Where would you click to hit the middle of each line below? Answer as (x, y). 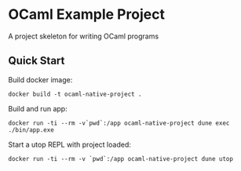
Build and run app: (38, 108)
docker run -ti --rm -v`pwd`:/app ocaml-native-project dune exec (119, 123)
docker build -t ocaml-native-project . (75, 94)
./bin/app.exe (31, 130)
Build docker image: (40, 79)
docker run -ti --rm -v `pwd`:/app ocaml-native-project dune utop (121, 158)
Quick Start (37, 61)
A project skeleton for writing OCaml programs (84, 36)
